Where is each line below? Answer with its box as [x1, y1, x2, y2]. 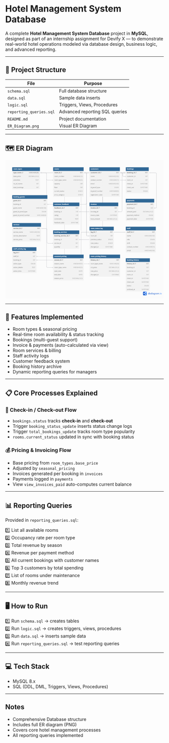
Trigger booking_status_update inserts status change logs [12, 423, 132, 429]
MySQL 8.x [12, 678, 36, 684]
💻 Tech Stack [5, 662, 50, 671]
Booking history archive [12, 363, 62, 369]
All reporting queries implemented [12, 732, 83, 738]
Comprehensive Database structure [12, 716, 87, 722]
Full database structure [59, 87, 107, 94]
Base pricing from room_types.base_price [12, 460, 99, 466]
